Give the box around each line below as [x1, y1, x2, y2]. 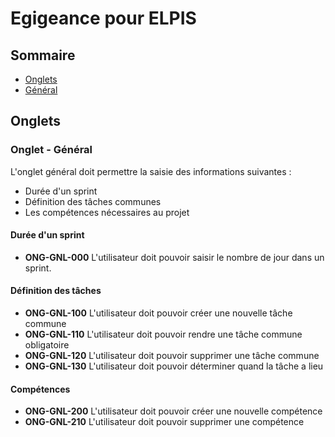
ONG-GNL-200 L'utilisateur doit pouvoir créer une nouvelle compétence [24, 405, 323, 417]
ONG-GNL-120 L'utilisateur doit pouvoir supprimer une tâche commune [24, 350, 320, 362]
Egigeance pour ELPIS [10, 7, 197, 30]
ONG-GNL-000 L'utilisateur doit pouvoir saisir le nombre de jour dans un [24, 251, 325, 263]
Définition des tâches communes [24, 195, 162, 207]
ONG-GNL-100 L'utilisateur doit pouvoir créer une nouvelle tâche [24, 307, 293, 319]
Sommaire [10, 47, 76, 64]
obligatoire [24, 339, 70, 351]
